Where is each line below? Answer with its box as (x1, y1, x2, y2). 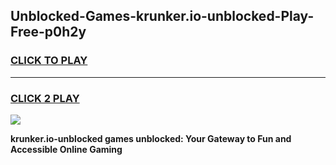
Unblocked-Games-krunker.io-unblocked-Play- (10, 8, 315, 25)
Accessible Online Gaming (10, 143, 123, 155)
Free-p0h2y (10, 24, 87, 41)
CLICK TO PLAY (10, 54, 88, 68)
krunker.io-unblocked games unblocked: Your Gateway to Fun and (10, 132, 292, 144)
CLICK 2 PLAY (10, 91, 80, 105)
